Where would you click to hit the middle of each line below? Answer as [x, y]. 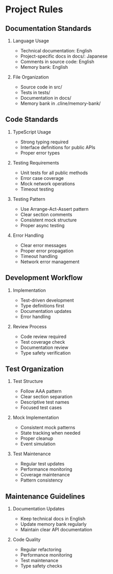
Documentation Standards [48, 29]
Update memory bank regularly [53, 524]
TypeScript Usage [32, 132]
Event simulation [38, 444]
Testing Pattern [29, 199]
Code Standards [32, 119]
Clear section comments [46, 214]
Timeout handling [39, 256]
